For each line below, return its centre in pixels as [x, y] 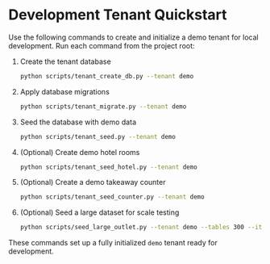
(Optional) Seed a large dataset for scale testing [100, 212]
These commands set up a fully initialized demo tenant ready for [113, 243]
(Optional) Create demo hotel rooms [80, 152]
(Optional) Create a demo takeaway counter [93, 182]
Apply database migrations [65, 91]
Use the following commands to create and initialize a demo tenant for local [134, 37]
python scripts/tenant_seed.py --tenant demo [98, 136]
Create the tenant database [65, 61]
